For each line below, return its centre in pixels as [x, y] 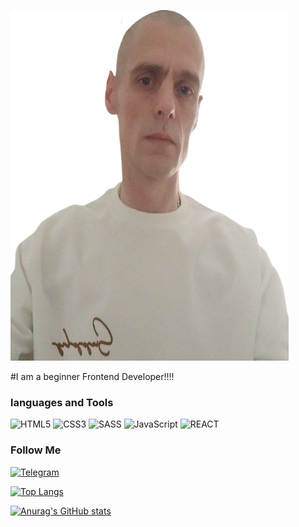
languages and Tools [62, 402]
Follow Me [36, 450]
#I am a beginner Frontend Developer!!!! [92, 376]
